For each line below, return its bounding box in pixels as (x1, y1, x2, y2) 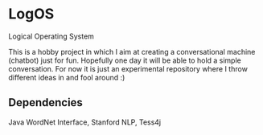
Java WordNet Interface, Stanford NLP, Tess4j (8, 117, 162, 127)
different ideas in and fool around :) (8, 72, 125, 82)
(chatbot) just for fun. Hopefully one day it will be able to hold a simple (8, 55, 241, 65)
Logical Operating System (8, 31, 95, 41)
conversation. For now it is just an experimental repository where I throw (8, 63, 248, 73)
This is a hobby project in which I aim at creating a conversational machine (8, 47, 256, 56)
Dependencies (8, 96, 83, 109)
